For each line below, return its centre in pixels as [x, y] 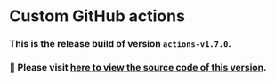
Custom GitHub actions [97, 16]
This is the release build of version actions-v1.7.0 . [120, 44]
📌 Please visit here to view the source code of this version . [138, 68]
